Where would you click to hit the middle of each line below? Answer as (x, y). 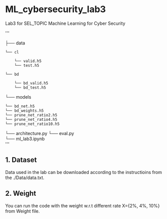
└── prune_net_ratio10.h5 (32, 124)
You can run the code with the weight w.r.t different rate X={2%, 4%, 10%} (82, 205)
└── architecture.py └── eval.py (40, 133)
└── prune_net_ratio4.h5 (31, 119)
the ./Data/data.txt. (25, 178)
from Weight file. (22, 211)
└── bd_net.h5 (20, 106)
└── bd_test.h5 (30, 87)
